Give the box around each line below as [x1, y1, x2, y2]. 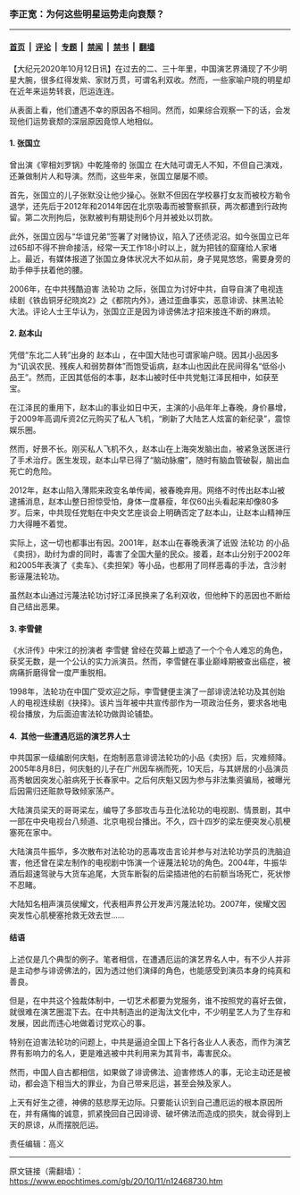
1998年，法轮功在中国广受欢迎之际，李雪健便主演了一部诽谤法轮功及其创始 [9, 686, 286, 697]
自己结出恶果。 [9, 601, 64, 612]
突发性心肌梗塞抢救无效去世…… [9, 910, 125, 920]
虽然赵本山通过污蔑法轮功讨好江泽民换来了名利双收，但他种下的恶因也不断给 [9, 589, 291, 600]
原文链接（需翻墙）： [9, 1165, 84, 1176]
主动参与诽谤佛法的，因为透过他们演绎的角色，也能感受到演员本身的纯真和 [16, 964, 291, 976]
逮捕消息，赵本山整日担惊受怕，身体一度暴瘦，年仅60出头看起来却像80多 [9, 496, 279, 506]
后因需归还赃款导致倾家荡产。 [9, 785, 119, 797]
